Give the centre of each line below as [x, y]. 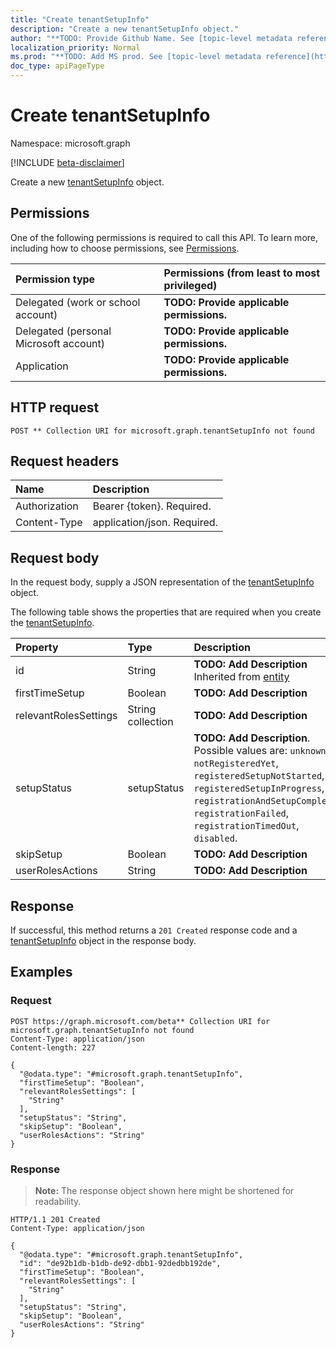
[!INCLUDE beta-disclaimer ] [67, 162]
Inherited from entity [241, 677]
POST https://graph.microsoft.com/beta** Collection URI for [140, 1021]
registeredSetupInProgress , [259, 788]
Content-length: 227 [53, 1047]
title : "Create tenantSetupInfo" [80, 19]
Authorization [47, 506]
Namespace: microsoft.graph [70, 143]
